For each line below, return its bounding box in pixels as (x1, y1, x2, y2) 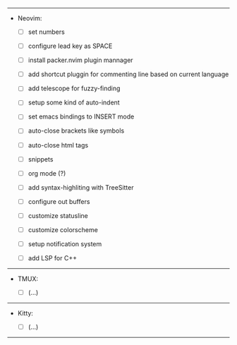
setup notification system (28, 239, 102, 248)
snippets (28, 155, 54, 163)
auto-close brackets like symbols (28, 126, 125, 135)
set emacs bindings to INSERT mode (28, 112, 135, 121)
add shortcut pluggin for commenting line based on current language (28, 70, 229, 78)
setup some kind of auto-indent (28, 98, 120, 107)
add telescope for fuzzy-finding (28, 84, 121, 92)
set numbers (28, 28, 65, 36)
